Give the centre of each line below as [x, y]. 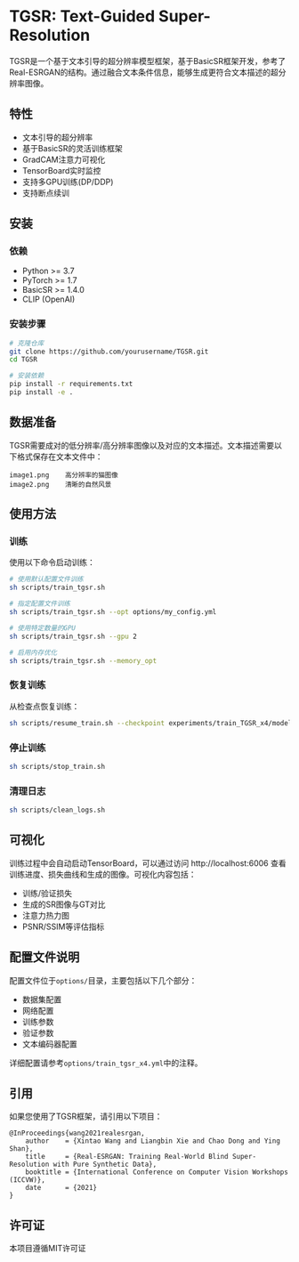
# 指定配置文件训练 [40, 604]
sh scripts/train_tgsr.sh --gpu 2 [73, 636]
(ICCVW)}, [28, 1180]
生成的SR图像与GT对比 [64, 904]
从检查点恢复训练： [44, 706]
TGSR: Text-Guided [82, 16]
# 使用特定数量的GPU [43, 628]
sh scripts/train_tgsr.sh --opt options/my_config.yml [113, 612]
